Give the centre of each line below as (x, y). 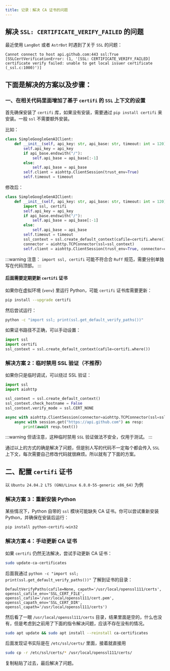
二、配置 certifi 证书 (39, 472)
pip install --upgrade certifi (38, 300)
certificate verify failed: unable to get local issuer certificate (79, 63)
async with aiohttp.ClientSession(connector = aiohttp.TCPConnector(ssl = (82, 417)
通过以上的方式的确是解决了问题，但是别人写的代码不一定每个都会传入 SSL (82, 448)
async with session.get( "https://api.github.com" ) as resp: (79, 422)
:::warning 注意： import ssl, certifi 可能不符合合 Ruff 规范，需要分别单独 (85, 259)
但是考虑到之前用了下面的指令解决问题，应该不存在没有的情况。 (80, 623)
